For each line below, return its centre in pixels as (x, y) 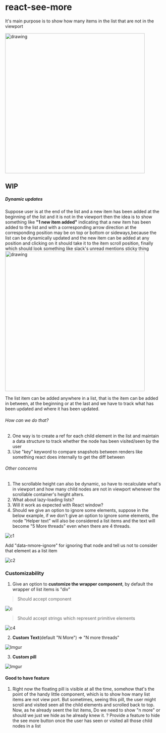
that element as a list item (31, 550)
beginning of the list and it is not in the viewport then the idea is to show (79, 217)
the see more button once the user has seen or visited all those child (82, 721)
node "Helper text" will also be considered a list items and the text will (83, 521)
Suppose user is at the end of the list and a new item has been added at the (82, 212)
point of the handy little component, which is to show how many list (81, 694)
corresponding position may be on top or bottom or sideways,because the (81, 233)
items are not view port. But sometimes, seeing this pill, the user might (84, 700)
